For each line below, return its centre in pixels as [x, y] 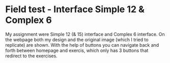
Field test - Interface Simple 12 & [75, 9]
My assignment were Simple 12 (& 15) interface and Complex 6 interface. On [85, 34]
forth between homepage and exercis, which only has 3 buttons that [77, 50]
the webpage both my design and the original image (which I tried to [77, 40]
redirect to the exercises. [31, 56]
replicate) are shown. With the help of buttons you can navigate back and [82, 45]
